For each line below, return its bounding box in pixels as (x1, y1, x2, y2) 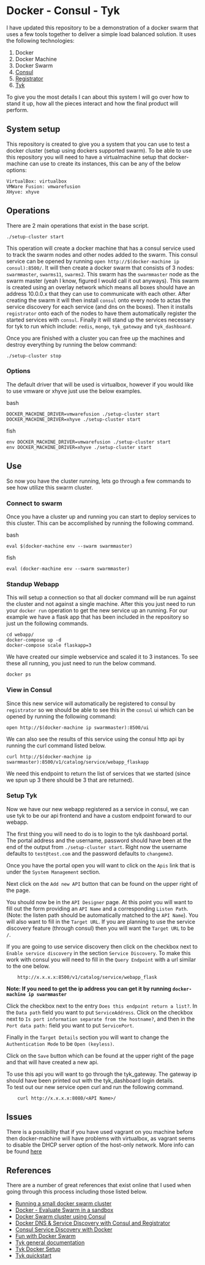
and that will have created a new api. (6, 1058, 99, 1066)
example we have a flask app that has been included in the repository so (6, 613, 189, 621)
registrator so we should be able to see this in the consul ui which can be (6, 706, 194, 714)
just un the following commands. (6, 620, 89, 627)
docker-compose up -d (6, 637, 62, 643)
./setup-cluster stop (6, 353, 62, 359)
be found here (6, 1147, 42, 1155)
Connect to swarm (6, 499, 62, 507)
